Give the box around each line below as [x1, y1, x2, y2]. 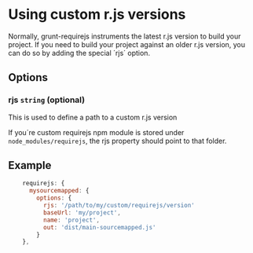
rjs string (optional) [8, 94, 85, 105]
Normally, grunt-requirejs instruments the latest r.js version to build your [8, 31, 241, 41]
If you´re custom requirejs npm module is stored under [8, 127, 185, 137]
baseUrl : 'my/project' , [42, 208, 122, 217]
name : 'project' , [42, 216, 101, 224]
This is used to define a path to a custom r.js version [8, 112, 178, 122]
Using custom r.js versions [8, 5, 186, 24]
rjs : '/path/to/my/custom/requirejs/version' [42, 202, 195, 210]
